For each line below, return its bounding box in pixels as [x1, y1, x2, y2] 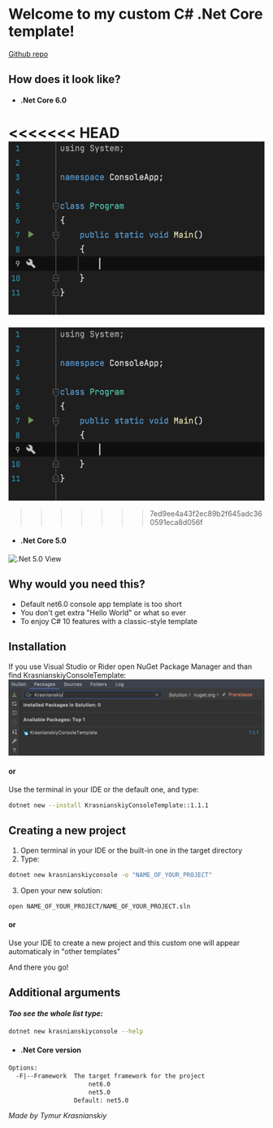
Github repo [8, 49, 49, 59]
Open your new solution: [19, 885, 103, 895]
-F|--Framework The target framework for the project [15, 1072, 206, 1081]
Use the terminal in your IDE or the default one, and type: [8, 785, 199, 794]
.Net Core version [19, 1045, 82, 1055]
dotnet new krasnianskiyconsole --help [8, 1027, 144, 1036]
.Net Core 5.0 [19, 536, 67, 545]
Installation [8, 640, 67, 654]
